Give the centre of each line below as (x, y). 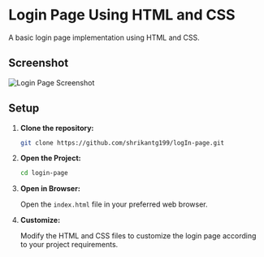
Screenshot (39, 63)
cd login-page (44, 173)
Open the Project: (50, 158)
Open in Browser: (50, 189)
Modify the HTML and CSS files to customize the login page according (138, 236)
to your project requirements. (69, 245)
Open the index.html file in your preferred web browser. (114, 204)
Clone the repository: (57, 128)
